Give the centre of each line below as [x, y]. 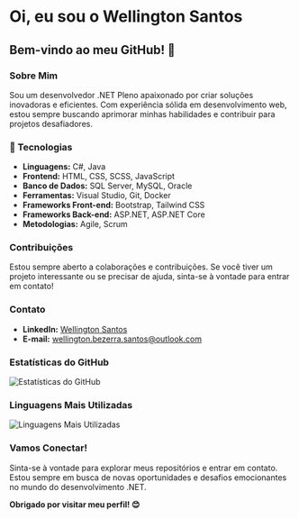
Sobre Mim [34, 76]
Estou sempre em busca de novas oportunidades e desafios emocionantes [148, 477]
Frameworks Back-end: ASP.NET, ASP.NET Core [113, 214]
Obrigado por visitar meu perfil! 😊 [75, 504]
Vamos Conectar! [49, 448]
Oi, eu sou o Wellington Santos [126, 17]
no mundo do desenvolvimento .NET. [78, 487]
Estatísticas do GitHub [59, 362]
